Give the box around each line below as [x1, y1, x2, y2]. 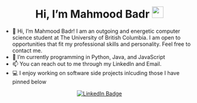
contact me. [12, 46, 43, 54]
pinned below [12, 78, 47, 85]
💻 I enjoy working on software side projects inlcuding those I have [12, 69, 180, 76]
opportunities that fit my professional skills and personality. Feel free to [12, 40, 191, 48]
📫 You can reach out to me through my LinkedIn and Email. [12, 60, 162, 67]
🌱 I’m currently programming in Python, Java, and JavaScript [12, 53, 166, 60]
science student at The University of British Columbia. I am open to [12, 34, 181, 41]
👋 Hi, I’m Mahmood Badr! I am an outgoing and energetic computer [12, 27, 181, 35]
